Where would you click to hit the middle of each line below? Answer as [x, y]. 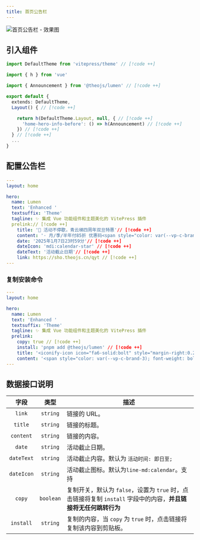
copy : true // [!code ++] [49, 342]
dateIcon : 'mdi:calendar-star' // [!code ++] [74, 246]
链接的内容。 [85, 436]
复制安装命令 [25, 279]
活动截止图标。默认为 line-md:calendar [121, 470]
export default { [28, 97]
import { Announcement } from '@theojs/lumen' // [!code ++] [84, 86]
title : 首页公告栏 [27, 12]
